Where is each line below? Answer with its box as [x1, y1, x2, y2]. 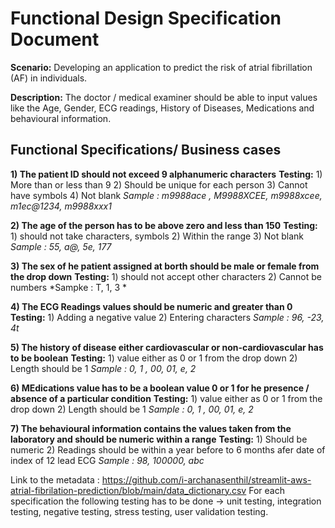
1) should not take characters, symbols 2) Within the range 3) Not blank [10, 230, 305, 242]
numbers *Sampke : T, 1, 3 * [10, 281, 128, 293]
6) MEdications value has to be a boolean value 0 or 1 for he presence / [10, 382, 310, 394]
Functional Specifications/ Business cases [10, 142, 282, 159]
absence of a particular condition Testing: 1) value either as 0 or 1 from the [10, 392, 323, 404]
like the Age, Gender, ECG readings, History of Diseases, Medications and [10, 102, 315, 114]
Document [10, 28, 100, 51]
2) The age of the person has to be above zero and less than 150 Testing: [10, 219, 318, 231]
